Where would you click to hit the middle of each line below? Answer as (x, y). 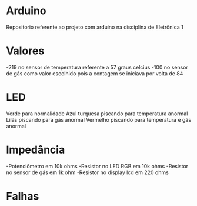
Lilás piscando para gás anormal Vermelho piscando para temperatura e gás (99, 119)
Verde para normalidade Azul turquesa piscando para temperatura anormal (97, 114)
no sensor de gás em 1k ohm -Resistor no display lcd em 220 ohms (87, 172)
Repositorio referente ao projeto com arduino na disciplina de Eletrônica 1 (95, 27)
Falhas (23, 196)
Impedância (36, 150)
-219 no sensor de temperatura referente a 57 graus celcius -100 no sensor (97, 67)
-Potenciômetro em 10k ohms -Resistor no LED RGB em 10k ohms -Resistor (97, 166)
